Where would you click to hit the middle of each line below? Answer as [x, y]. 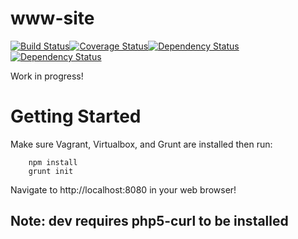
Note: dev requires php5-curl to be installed [149, 221]
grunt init [51, 171]
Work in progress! [47, 76]
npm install [53, 162]
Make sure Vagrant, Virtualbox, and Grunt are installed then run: [141, 144]
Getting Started [76, 116]
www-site [52, 18]
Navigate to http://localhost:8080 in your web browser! [123, 189]
